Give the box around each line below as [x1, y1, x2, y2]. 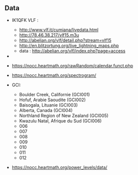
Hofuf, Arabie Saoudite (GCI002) [19, 97, 86, 103]
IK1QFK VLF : [11, 17, 39, 23]
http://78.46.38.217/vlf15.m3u [19, 32, 80, 38]
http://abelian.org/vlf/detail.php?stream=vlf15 [19, 37, 112, 43]
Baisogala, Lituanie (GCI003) [19, 102, 78, 108]
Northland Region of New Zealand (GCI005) [19, 113, 109, 118]
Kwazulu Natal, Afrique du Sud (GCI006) [19, 117, 102, 123]
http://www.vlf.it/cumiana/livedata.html [19, 27, 98, 33]
